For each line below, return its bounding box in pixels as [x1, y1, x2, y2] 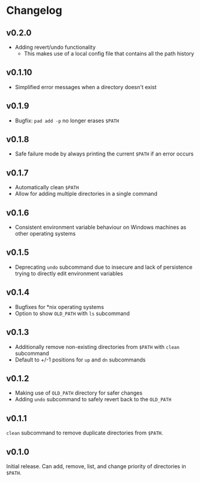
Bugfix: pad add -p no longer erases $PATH [14, 117, 120, 124]
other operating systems [14, 230, 76, 237]
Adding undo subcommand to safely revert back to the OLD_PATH [14, 396, 172, 403]
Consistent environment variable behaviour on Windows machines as [14, 224, 187, 231]
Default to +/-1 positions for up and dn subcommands [14, 356, 146, 363]
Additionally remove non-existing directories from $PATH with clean [14, 343, 180, 350]
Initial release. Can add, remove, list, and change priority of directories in [6, 462, 186, 470]
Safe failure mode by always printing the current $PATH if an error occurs [14, 150, 194, 157]
